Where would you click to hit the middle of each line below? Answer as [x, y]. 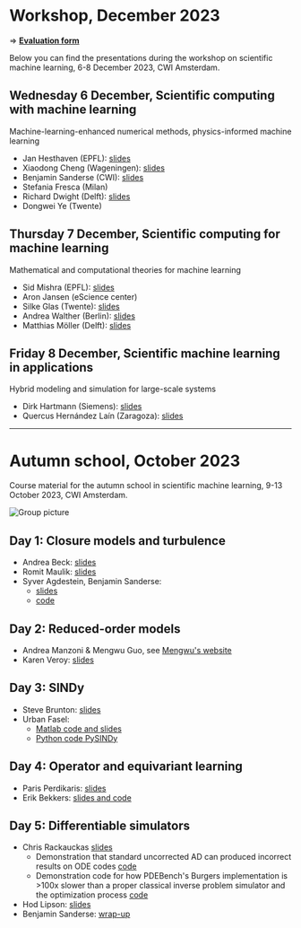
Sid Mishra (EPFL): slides [68, 287]
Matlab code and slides [79, 729]
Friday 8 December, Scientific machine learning [145, 353]
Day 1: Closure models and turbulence [117, 541]
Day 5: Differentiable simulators [100, 825]
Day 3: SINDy [47, 688]
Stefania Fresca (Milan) [65, 187]
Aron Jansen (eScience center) [80, 296]
